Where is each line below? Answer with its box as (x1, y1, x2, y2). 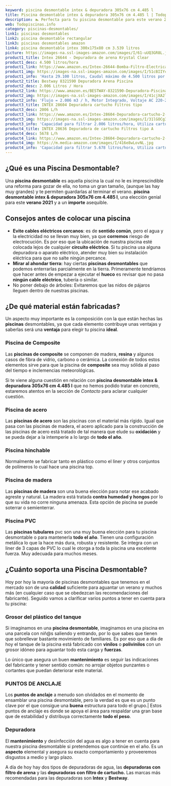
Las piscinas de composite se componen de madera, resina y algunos (5, 351, 154, 357)
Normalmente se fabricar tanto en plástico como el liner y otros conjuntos (5, 458, 160, 465)
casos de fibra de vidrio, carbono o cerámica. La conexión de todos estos (5, 356, 160, 363)
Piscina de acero (5, 406, 47, 413)
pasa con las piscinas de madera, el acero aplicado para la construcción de (5, 423, 164, 430)
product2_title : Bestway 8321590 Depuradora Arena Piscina (5, 79, 133, 84)
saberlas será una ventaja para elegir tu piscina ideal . (5, 326, 119, 332)
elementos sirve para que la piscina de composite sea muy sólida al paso (5, 362, 160, 368)
